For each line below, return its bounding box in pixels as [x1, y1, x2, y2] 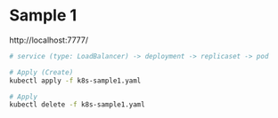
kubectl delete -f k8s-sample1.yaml [9, 100, 145, 109]
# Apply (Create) [9, 67, 74, 76]
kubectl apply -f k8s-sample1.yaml [9, 76, 142, 85]
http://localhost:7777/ [9, 35, 89, 45]
